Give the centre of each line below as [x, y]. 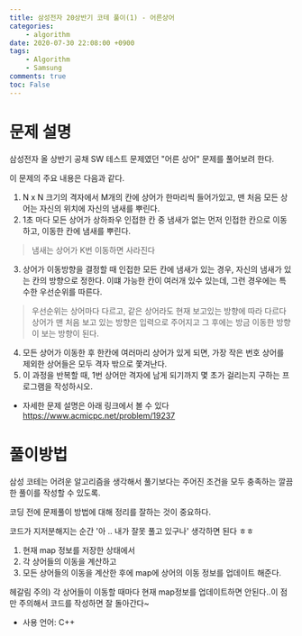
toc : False [30, 85]
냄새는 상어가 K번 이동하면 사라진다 [93, 250]
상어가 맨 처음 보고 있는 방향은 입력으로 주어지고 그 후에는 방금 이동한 [153, 322]
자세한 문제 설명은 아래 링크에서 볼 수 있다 [96, 405]
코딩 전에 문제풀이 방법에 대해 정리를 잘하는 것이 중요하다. [110, 512]
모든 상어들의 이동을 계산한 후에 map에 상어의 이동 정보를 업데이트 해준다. [152, 572]
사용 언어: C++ [48, 622]
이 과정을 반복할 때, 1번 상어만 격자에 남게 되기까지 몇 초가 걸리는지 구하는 [151, 375]
